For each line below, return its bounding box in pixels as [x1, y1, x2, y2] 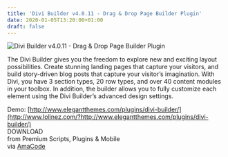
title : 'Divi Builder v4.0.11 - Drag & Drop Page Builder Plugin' [7, 10, 202, 17]
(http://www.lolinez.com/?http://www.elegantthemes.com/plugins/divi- [7, 113, 209, 121]
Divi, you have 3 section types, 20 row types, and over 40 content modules [7, 77, 221, 86]
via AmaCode [7, 142, 46, 151]
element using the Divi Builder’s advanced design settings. [7, 92, 174, 100]
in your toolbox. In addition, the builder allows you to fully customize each [7, 84, 217, 93]
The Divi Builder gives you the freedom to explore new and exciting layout [7, 55, 218, 64]
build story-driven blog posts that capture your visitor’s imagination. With [7, 70, 215, 78]
